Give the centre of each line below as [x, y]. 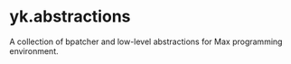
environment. [34, 50]
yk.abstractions [70, 17]
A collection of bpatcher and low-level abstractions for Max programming [146, 41]
